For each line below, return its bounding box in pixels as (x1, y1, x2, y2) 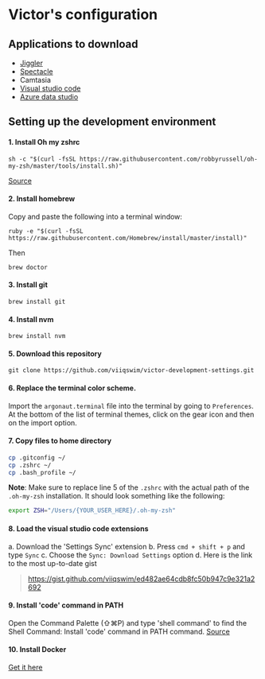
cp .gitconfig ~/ (8, 453, 66, 462)
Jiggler (19, 58, 44, 68)
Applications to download (8, 37, 138, 51)
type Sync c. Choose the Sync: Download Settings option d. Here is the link (8, 550, 253, 560)
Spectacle (19, 67, 53, 76)
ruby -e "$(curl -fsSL (8, 227, 84, 235)
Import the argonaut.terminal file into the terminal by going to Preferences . (8, 401, 255, 410)
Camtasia (19, 76, 52, 84)
